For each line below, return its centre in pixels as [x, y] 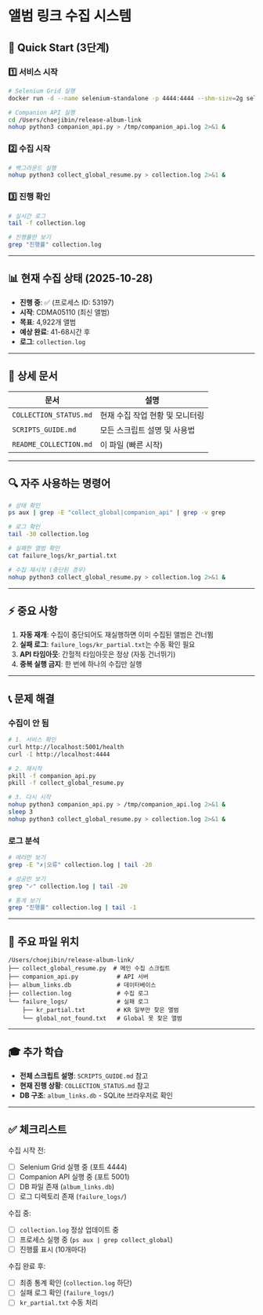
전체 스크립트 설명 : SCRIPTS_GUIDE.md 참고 [84, 1076]
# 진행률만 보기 [30, 237]
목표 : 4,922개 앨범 [48, 322]
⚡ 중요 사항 [33, 610]
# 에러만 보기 [27, 858]
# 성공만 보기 [27, 879]
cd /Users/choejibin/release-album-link [75, 120]
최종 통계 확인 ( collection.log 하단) [76, 1283]
